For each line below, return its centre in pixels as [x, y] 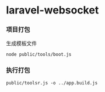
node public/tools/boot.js [39, 54]
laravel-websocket [52, 10]
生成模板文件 [21, 43]
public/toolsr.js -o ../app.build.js [52, 83]
